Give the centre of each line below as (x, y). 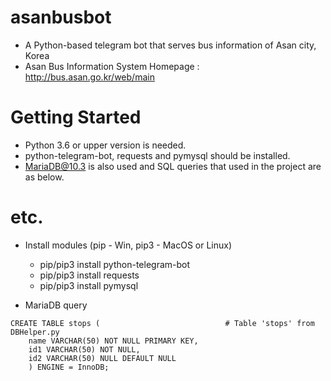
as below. (44, 177)
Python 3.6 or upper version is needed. (105, 145)
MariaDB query (56, 305)
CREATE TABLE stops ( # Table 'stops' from (162, 323)
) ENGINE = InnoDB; (69, 367)
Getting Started (76, 117)
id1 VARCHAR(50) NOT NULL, (84, 349)
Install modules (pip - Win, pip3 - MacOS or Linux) (128, 245)
